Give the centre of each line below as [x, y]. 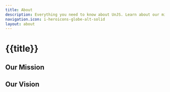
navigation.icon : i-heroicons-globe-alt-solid [55, 19]
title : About [19, 10]
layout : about [20, 24]
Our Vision [22, 84]
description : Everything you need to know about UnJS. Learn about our [82, 15]
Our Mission [25, 67]
